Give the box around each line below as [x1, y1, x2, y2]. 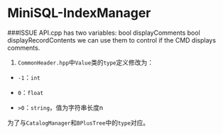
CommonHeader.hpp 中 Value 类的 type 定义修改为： [17, 58, 154, 67]
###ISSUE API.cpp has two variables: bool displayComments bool [7, 28, 200, 37]
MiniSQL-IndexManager [7, 5, 151, 21]
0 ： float [17, 88, 44, 96]
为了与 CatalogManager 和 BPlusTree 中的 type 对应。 [7, 118, 150, 127]
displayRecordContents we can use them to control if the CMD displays [7, 35, 217, 44]
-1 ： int [17, 73, 40, 82]
